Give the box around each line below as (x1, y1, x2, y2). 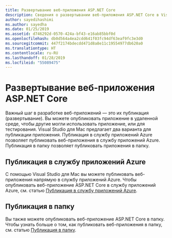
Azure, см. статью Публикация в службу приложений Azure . (5, 188, 138, 193)
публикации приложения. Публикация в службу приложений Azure (5, 132, 153, 138)
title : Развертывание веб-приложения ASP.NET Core (5, 7, 116, 13)
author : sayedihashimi (5, 17, 54, 22)
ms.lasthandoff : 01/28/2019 (5, 55, 66, 61)
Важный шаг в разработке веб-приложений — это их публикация (5, 110, 149, 116)
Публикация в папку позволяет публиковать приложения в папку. (5, 143, 150, 149)
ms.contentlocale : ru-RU (5, 50, 58, 55)
